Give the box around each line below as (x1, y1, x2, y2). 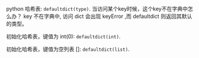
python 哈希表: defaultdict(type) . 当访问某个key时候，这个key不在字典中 (6, 5, 188, 12)
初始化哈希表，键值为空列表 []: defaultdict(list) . (6, 45, 130, 53)
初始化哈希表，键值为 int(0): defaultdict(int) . (6, 33, 121, 40)
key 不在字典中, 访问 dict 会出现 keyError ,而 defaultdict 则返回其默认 (23, 13, 192, 20)
